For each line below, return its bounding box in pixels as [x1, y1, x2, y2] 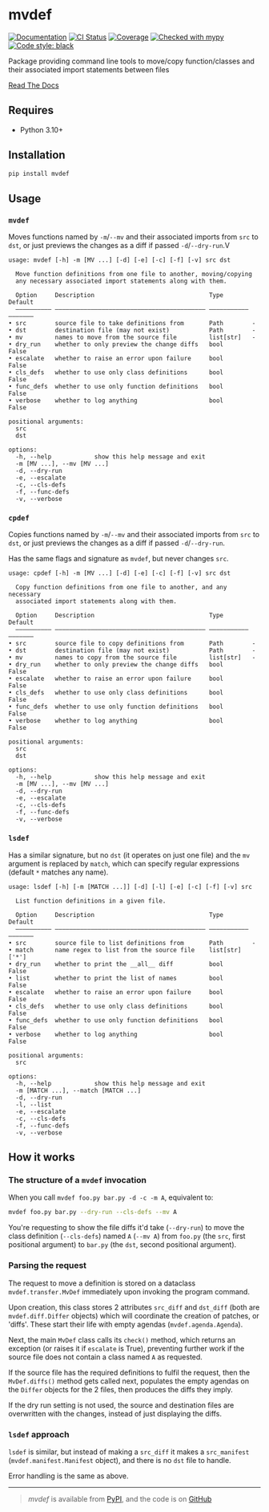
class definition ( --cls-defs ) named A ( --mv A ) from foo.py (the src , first [8, 1231, 246, 1241]
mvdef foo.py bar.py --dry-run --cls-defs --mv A [8, 1208, 178, 1217]
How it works [8, 1151, 75, 1164]
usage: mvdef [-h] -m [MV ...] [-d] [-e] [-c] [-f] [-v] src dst [8, 256, 231, 264]
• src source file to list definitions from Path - [8, 939, 256, 947]
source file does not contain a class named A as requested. [8, 1351, 203, 1362]
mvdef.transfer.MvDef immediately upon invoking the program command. [8, 1286, 251, 1296]
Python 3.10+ [19, 124, 64, 134]
